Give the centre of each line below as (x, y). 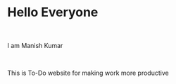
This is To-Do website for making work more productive (88, 73)
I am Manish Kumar (35, 45)
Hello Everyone (53, 12)
